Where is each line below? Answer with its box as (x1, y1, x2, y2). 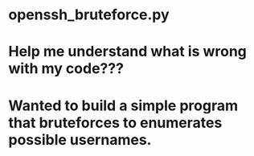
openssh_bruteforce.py (8, 6, 170, 24)
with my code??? (8, 60, 125, 78)
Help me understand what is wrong (8, 43, 248, 61)
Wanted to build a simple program (8, 96, 239, 114)
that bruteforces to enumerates (8, 113, 223, 132)
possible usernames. (8, 130, 152, 149)
